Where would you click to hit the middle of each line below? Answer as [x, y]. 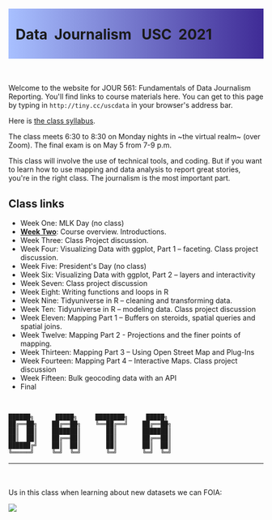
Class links [36, 204]
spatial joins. [41, 326]
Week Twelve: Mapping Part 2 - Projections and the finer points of [130, 335]
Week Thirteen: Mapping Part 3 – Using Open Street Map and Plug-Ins [137, 352]
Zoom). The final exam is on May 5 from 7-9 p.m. [90, 145]
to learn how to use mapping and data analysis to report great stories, [125, 169]
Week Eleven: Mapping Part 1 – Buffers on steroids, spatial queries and [138, 318]
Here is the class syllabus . [52, 121]
